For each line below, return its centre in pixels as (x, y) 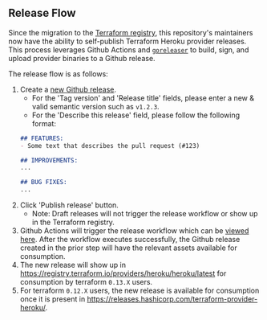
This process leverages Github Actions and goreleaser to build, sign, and (129, 49)
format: (44, 123)
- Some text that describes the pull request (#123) (110, 146)
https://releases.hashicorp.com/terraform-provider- (172, 299)
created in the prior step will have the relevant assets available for (129, 248)
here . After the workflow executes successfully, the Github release (130, 240)
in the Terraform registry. (73, 222)
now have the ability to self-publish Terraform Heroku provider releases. (127, 41)
